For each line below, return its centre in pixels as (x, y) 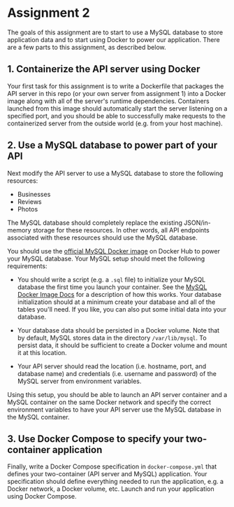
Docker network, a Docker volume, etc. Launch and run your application (111, 489)
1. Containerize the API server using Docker (104, 69)
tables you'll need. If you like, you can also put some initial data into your (122, 309)
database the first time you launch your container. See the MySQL (112, 287)
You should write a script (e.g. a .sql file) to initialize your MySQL (111, 279)
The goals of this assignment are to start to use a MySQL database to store (115, 32)
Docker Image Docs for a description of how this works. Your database (119, 294)
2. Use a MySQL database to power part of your (112, 145)
